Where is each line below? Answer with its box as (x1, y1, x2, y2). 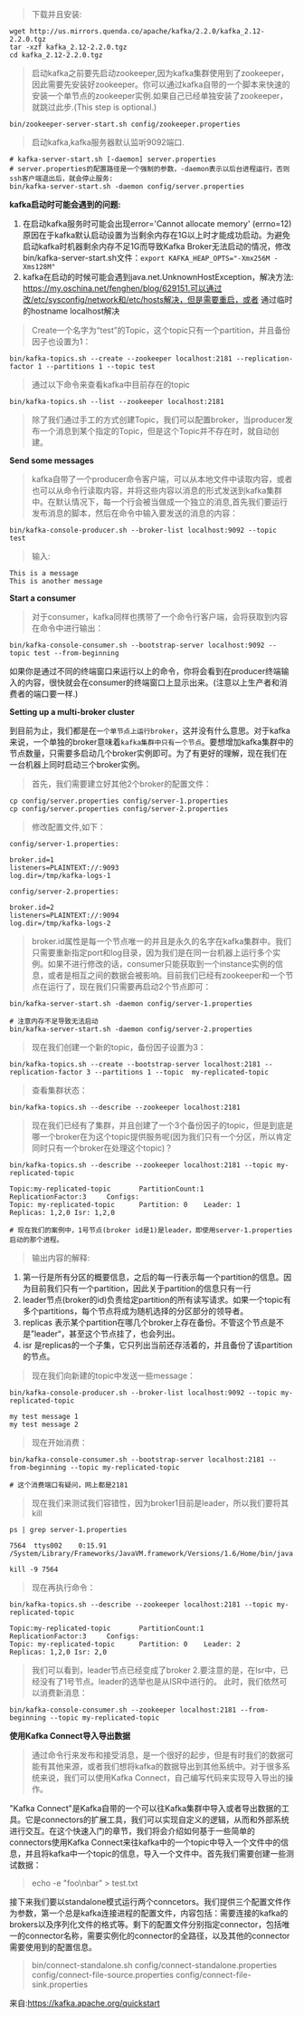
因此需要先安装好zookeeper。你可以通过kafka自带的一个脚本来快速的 (31, 79, 291, 90)
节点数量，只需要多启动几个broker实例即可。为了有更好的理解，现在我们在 (9, 748, 288, 758)
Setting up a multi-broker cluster (9, 707, 136, 717)
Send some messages (9, 455, 95, 466)
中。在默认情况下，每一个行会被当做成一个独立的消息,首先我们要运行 (31, 497, 288, 507)
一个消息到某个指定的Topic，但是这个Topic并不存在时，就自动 (39, 426, 271, 436)
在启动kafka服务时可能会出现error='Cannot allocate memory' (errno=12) (22, 218, 292, 229)
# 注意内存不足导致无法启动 (9, 1017, 100, 1026)
